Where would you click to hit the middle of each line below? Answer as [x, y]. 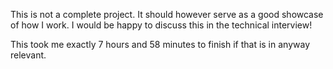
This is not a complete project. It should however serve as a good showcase [167, 14]
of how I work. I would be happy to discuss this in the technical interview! [161, 25]
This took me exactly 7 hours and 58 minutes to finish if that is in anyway [160, 44]
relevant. [28, 55]
